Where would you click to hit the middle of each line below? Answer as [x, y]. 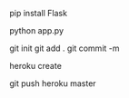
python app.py [37, 30]
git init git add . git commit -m [64, 48]
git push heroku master [53, 83]
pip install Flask [39, 13]
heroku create [35, 66]
